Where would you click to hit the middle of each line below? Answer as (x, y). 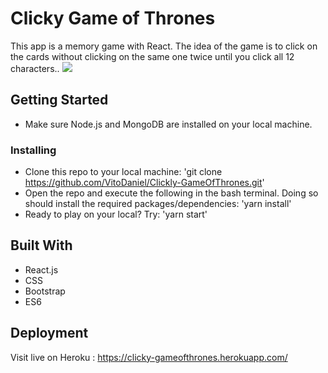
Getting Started (59, 100)
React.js (41, 269)
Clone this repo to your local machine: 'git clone (123, 172)
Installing (33, 150)
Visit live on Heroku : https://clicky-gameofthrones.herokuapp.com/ (149, 357)
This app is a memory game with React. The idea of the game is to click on (164, 46)
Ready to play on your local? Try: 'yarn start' (116, 214)
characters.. (35, 68)
